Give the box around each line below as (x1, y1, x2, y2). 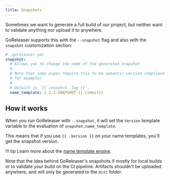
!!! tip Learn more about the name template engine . (5, 148, 112, 155)
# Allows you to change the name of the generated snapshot (10, 62, 140, 67)
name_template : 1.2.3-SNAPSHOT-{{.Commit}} (10, 90, 103, 95)
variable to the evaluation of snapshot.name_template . (5, 123, 117, 129)
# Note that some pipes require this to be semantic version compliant (10, 71, 165, 76)
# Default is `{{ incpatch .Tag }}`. (10, 85, 90, 90)
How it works (5, 104, 48, 113)
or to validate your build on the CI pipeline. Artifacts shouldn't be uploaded (5, 164, 162, 170)
